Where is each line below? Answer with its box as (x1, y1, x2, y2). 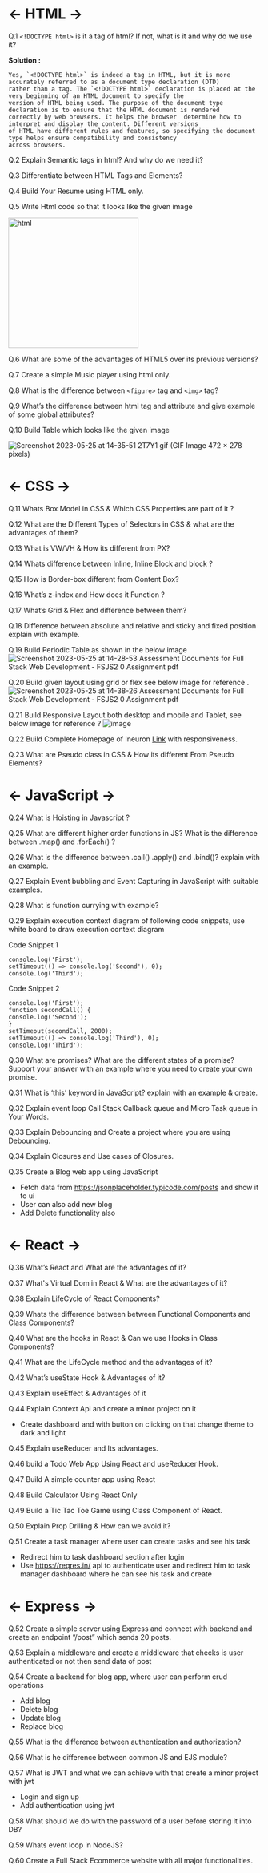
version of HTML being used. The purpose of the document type (8, 99, 224, 107)
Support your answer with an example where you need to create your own (8, 1064, 253, 1073)
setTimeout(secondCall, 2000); (8, 1027, 113, 1035)
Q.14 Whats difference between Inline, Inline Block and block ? (8, 559, 214, 568)
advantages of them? (8, 527, 78, 537)
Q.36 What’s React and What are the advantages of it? (8, 1262, 186, 1272)
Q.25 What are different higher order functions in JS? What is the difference (8, 828, 258, 838)
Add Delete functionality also (19, 1208, 116, 1217)
